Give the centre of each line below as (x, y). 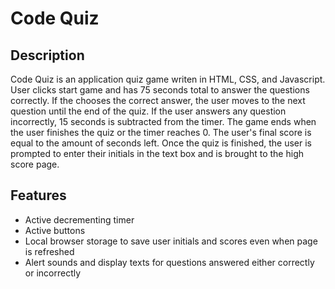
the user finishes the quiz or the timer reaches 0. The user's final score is (161, 132)
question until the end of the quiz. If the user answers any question (148, 111)
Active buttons (55, 230)
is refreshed (49, 251)
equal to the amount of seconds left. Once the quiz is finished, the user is (161, 143)
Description (47, 55)
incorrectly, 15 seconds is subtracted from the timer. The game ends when (163, 121)
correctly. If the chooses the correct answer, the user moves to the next (158, 100)
